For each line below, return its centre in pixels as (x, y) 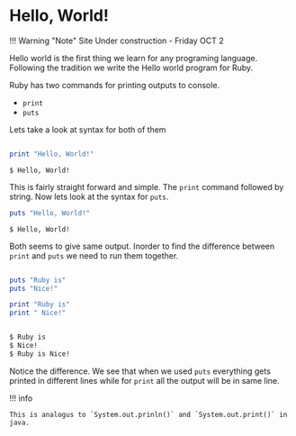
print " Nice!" (38, 313)
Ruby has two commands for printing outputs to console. (115, 85)
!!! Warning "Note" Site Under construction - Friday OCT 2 (117, 41)
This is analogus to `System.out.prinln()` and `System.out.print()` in (148, 414)
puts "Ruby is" (38, 280)
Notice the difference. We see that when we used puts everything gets (140, 371)
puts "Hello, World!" (50, 213)
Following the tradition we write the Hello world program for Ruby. (131, 68)
